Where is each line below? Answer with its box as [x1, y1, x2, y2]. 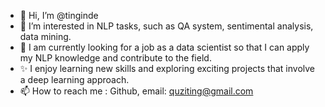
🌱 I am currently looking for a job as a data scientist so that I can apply [19, 41, 310, 53]
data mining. [19, 31, 72, 42]
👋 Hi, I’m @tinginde [19, 10, 99, 21]
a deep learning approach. [19, 74, 130, 85]
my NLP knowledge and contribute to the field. [19, 52, 212, 64]
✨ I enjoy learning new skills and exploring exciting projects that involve [19, 63, 315, 74]
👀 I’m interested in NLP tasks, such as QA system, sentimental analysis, [19, 20, 314, 32]
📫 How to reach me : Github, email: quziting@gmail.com [19, 85, 254, 97]
